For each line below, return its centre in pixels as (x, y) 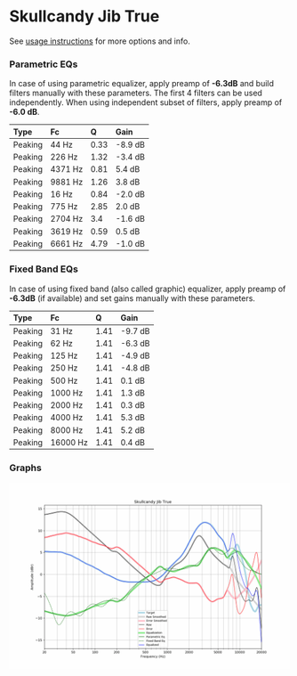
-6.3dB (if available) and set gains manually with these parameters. (132, 298)
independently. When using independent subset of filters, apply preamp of (146, 102)
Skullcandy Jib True (84, 16)
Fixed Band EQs (44, 269)
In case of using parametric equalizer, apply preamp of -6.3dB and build (141, 84)
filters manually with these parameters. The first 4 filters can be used (136, 93)
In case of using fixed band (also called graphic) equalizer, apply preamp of (148, 289)
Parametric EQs (44, 64)
